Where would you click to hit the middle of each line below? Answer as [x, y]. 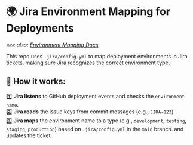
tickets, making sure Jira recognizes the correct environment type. [88, 63]
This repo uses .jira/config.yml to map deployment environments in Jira [97, 56]
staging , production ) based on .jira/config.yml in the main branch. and [95, 129]
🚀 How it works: [36, 81]
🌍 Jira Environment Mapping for [88, 12]
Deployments [40, 28]
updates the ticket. [29, 135]
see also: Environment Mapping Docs [52, 45]
